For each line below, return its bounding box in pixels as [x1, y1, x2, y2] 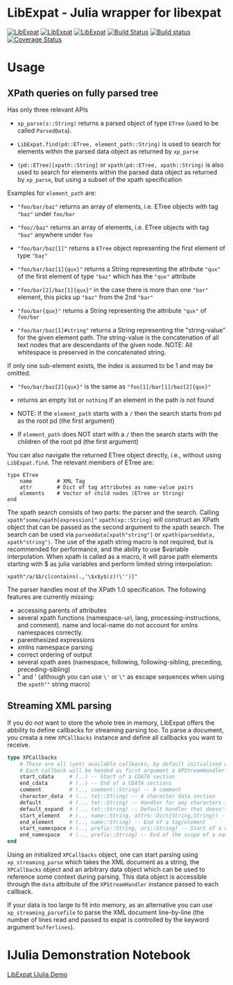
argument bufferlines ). [7, 923, 75, 931]
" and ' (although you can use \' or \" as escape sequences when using [17, 672, 225, 681]
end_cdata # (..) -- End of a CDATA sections [19, 780, 172, 787]
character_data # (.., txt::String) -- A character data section [19, 793, 216, 800]
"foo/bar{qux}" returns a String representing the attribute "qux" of [17, 306, 207, 314]
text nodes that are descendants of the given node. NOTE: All [17, 340, 193, 348]
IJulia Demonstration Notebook [7, 948, 191, 963]
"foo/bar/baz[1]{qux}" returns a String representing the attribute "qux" [17, 264, 221, 273]
